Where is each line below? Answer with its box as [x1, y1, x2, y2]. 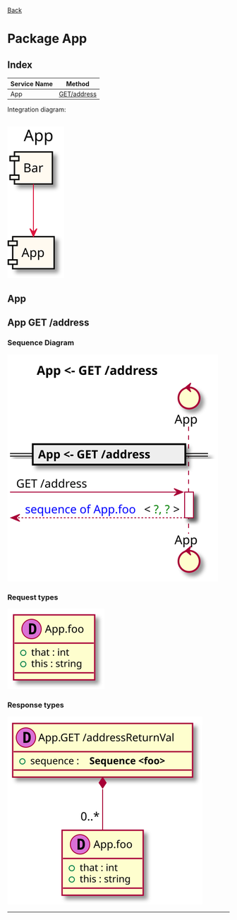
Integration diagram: [7, 105, 66, 114]
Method [66, 79, 90, 88]
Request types [7, 592, 59, 602]
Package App [7, 31, 87, 47]
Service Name [10, 79, 53, 88]
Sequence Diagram [7, 338, 75, 348]
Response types [7, 700, 65, 710]
